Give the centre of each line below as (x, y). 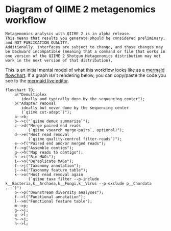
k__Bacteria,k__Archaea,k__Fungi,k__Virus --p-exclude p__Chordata (79, 183)
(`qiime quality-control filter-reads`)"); (75, 139)
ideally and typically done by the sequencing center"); (83, 99)
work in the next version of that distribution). (59, 60)
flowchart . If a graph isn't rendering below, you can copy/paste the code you (86, 75)
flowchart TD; (20, 90)
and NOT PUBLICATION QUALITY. (38, 42)
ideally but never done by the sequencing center (75, 108)
